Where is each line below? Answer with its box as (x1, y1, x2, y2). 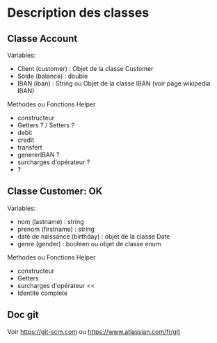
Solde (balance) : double (17, 72, 88, 80)
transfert (17, 143, 43, 151)
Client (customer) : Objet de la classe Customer (17, 65, 154, 72)
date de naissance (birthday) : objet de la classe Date (17, 232, 170, 241)
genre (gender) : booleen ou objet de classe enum (17, 239, 161, 248)
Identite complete (17, 289, 68, 297)
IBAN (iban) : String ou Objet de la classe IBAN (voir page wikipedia (17, 79, 211, 88)
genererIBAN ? (17, 151, 60, 159)
